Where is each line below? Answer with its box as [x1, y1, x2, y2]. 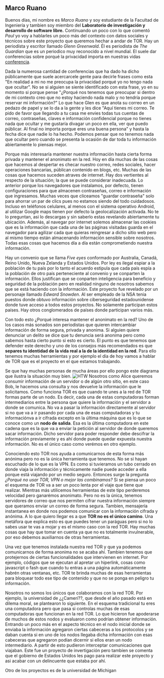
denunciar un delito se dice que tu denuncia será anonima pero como [5, 332, 145, 338]
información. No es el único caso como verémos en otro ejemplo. [5, 441, 137, 447]
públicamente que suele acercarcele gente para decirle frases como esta [5, 73, 153, 79]
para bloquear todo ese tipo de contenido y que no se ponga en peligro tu [5, 575, 154, 581]
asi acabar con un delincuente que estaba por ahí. [5, 658, 106, 664]
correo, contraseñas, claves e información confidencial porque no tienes [5, 115, 152, 121]
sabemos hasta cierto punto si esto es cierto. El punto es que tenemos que [5, 337, 156, 343]
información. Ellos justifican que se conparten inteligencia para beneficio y [5, 276, 156, 281]
